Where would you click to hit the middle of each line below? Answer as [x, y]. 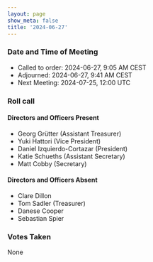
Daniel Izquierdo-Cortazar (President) [73, 148]
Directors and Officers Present [53, 118]
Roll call [21, 101]
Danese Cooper [40, 211]
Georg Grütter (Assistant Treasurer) [69, 133]
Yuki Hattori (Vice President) [59, 141]
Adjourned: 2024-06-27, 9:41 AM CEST [75, 75]
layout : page [27, 14]
